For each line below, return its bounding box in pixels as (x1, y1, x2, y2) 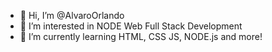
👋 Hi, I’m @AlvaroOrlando (19, 10, 125, 21)
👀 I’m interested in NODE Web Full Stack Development (19, 20, 243, 32)
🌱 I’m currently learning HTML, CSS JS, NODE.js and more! (19, 31, 263, 42)
